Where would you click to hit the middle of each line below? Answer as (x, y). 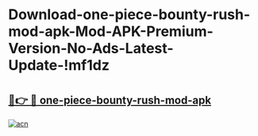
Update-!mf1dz (59, 66)
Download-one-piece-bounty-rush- (129, 15)
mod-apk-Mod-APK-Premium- (111, 31)
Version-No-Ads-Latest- (91, 49)
